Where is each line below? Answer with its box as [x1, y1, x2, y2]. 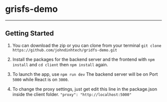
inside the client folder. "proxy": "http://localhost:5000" [12, 91, 132, 97]
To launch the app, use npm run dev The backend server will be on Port [12, 71, 158, 77]
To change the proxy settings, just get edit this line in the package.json [12, 86, 158, 92]
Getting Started [5, 29, 54, 38]
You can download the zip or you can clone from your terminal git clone [12, 42, 162, 48]
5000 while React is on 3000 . [12, 76, 69, 82]
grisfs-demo [5, 3, 58, 15]
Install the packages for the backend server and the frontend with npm [12, 56, 155, 62]
